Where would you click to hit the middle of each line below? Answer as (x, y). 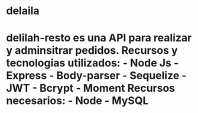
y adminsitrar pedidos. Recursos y (92, 51)
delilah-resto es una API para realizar (99, 38)
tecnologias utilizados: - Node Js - (92, 63)
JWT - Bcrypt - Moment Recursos (91, 88)
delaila (23, 11)
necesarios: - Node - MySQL (77, 101)
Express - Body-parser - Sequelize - (97, 76)
